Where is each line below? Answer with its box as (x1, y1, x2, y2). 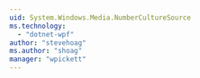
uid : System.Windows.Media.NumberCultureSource (9, 13, 192, 22)
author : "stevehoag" (9, 38, 87, 48)
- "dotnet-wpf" (17, 30, 75, 39)
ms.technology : (9, 22, 67, 30)
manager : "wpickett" (9, 55, 87, 64)
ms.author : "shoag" (9, 47, 83, 56)
